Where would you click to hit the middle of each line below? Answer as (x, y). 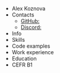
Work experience (33, 52)
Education (24, 59)
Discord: (31, 27)
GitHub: (30, 21)
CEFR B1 (22, 65)
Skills (18, 40)
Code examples (31, 46)
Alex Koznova (29, 9)
